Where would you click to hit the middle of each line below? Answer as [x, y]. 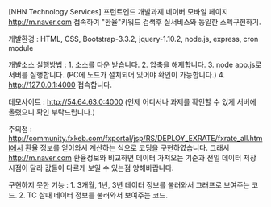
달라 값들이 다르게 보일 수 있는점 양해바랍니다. [102, 168]
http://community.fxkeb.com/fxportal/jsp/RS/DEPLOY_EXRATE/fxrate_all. [129, 138]
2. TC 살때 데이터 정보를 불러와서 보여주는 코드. [93, 195]
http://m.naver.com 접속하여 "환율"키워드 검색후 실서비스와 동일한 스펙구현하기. [135, 22]
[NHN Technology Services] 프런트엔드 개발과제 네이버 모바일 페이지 [118, 12]
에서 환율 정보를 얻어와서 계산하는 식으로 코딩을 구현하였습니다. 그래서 [120, 148]
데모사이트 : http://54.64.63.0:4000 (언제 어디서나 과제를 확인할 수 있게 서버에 [132, 102]
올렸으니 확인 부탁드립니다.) [52, 112]
